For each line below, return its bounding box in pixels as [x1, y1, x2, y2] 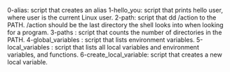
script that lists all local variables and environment [55, 43, 200, 51]
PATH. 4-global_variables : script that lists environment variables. [7, 36, 195, 44]
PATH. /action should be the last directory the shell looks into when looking [7, 21, 224, 29]
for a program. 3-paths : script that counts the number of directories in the [7, 28, 222, 36]
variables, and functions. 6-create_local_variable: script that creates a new [7, 50, 222, 59]
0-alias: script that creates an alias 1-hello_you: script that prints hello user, [7, 6, 223, 14]
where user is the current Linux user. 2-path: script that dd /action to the [7, 13, 217, 22]
